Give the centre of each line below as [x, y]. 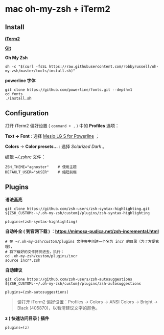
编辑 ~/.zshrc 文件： [25, 157]
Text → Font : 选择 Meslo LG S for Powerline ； [52, 136]
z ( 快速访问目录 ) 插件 [27, 318]
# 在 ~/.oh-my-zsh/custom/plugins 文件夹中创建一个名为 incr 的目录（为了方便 [80, 241]
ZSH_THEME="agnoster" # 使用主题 [41, 167]
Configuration [27, 113]
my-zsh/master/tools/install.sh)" [40, 71]
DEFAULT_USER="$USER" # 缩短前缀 [41, 172]
